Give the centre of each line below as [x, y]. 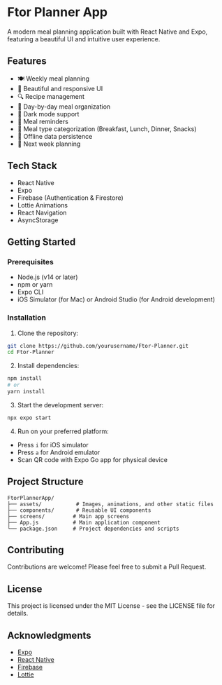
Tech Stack [32, 166]
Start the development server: [60, 405]
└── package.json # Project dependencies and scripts [93, 529]
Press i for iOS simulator [53, 445]
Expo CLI [30, 292]
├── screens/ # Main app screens [68, 516]
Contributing [36, 550]
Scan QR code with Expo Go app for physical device [92, 459]
